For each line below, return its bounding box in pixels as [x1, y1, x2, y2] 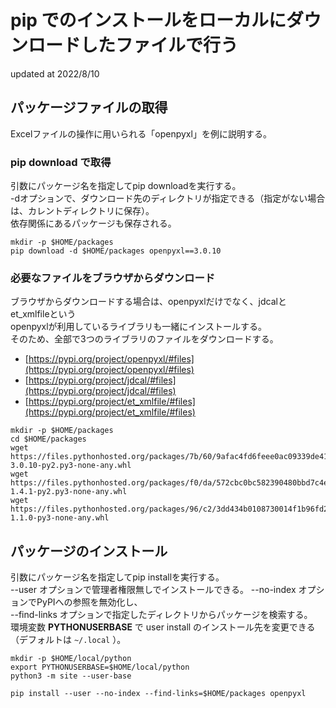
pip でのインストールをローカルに [10, 9, 287, 32]
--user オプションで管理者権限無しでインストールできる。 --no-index [10, 584, 297, 596]
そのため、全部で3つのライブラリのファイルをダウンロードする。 [10, 333, 279, 345]
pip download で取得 [10, 155, 112, 169]
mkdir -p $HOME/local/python [10, 654, 132, 664]
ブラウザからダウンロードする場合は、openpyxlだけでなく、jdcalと [10, 296, 287, 308]
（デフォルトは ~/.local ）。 [10, 634, 127, 646]
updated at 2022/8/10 [10, 67, 100, 80]
